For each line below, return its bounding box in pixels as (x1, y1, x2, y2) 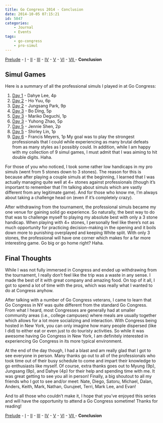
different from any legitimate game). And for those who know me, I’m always (5, 189, 158, 195)
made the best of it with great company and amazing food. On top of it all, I (5, 277, 155, 283)
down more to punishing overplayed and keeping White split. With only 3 (5, 230, 150, 235)
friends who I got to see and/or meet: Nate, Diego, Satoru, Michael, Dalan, (5, 378, 153, 384)
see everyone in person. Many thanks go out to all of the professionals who (5, 353, 156, 359)
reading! (5, 403, 22, 409)
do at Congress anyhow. (5, 288, 54, 294)
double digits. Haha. (12, 155, 52, 160)
